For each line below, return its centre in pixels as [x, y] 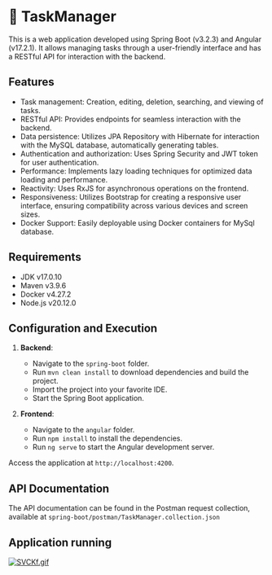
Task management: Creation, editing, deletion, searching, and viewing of [142, 102]
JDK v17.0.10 [41, 277]
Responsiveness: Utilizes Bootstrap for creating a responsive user [131, 197]
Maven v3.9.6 [43, 285]
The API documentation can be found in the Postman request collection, [129, 508]
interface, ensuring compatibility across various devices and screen [134, 205]
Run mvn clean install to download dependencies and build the [140, 372]
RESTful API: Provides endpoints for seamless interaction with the [131, 119]
